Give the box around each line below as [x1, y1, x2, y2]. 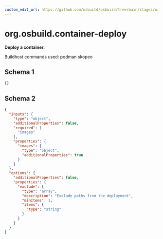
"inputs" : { [9, 112, 34, 117]
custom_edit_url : [4, 7, 40, 12]
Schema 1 [4, 68, 35, 76]
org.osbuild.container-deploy [4, 28, 127, 39]
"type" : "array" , [22, 189, 57, 194]
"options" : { [9, 171, 36, 176]
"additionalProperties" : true [22, 152, 83, 158]
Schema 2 [4, 94, 36, 102]
